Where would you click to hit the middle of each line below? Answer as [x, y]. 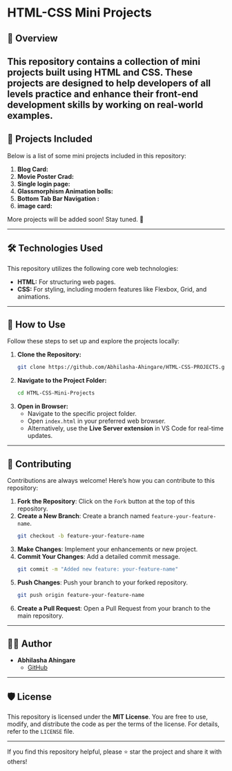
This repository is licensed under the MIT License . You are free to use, [108, 717]
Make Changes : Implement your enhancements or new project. [107, 549]
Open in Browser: [43, 406]
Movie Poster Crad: [46, 176]
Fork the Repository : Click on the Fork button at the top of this [106, 501]
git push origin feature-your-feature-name [81, 595]
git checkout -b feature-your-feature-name [81, 536]
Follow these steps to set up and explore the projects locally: [93, 341]
